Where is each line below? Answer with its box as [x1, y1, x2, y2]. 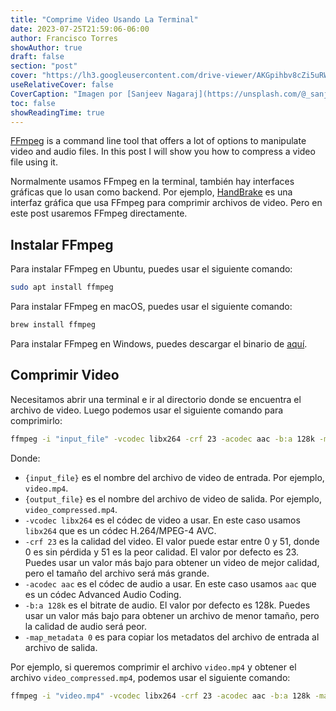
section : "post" [10, 61, 78, 71]
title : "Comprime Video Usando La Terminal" [10, 14, 199, 25]
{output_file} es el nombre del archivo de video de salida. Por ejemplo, [24, 492, 322, 505]
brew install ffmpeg [10, 320, 97, 330]
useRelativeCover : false [10, 80, 114, 90]
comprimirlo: [10, 414, 63, 426]
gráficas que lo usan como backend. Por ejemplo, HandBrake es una [10, 186, 293, 198]
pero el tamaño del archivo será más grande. [24, 567, 210, 579]
